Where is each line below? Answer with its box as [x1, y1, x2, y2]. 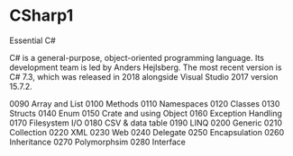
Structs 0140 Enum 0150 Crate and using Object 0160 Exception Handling [9, 108, 282, 118]
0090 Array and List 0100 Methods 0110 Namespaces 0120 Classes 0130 [9, 98, 280, 108]
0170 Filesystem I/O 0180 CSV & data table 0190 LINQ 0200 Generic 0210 [9, 117, 282, 128]
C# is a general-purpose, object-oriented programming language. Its [9, 52, 264, 63]
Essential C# [9, 35, 56, 46]
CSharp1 [9, 5, 74, 26]
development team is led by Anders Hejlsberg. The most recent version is [9, 62, 282, 73]
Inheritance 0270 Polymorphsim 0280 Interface [9, 136, 187, 147]
